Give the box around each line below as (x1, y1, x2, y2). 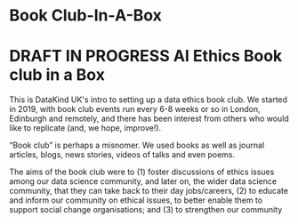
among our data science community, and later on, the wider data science (9, 176, 278, 187)
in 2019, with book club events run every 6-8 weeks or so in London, (9, 104, 261, 115)
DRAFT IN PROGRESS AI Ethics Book (9, 46, 283, 67)
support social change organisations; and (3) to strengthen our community (9, 204, 283, 215)
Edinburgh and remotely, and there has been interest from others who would (9, 113, 289, 124)
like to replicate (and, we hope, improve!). (9, 123, 162, 133)
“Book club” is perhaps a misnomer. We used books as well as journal (9, 140, 265, 151)
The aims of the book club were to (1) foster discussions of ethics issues (9, 166, 275, 178)
